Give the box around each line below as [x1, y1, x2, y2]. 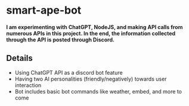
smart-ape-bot [6, 4, 82, 17]
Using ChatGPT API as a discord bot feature [14, 69, 123, 76]
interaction [14, 81, 42, 89]
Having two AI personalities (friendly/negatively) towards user [14, 75, 167, 82]
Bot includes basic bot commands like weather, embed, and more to [14, 88, 182, 95]
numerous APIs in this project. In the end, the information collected [6, 30, 176, 37]
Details [6, 53, 33, 63]
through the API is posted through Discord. [6, 36, 115, 43]
